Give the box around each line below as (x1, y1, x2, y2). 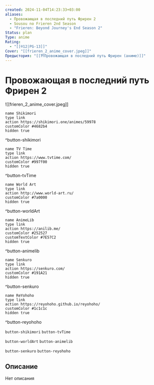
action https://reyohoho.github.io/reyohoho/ (5, 302, 100, 307)
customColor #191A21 (5, 271, 48, 276)
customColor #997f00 (5, 159, 48, 165)
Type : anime (5, 35, 30, 40)
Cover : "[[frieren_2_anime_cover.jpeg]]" (5, 48, 92, 53)
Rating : (5, 40, 21, 45)
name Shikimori (5, 111, 37, 116)
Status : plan (5, 30, 32, 35)
